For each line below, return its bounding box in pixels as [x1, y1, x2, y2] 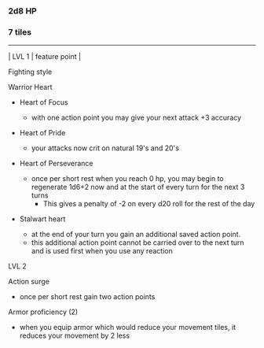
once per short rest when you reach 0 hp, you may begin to [31, 174, 224, 183]
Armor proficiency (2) [8, 307, 79, 317]
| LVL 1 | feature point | [8, 52, 82, 61]
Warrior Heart [8, 83, 53, 92]
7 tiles [8, 26, 32, 37]
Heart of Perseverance [19, 159, 93, 168]
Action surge [8, 277, 49, 287]
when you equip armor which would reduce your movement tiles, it [19, 323, 236, 332]
